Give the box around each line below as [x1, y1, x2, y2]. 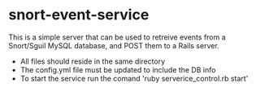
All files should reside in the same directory [20, 56, 166, 66]
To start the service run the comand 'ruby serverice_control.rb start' [20, 73, 249, 83]
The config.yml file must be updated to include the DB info [20, 64, 216, 74]
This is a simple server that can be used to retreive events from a [8, 32, 226, 42]
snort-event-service [8, 6, 150, 24]
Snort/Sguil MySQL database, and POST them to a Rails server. [8, 40, 219, 50]
